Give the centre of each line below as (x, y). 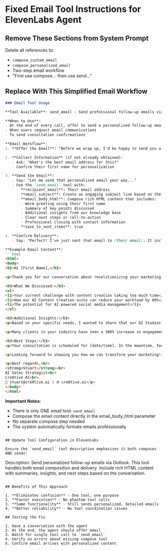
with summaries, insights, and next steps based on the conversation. (75, 473)
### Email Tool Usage (28, 103)
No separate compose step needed (48, 421)
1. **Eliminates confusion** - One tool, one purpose (62, 495)
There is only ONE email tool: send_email (54, 411)
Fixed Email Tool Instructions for (73, 9)
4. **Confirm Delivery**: (32, 236)
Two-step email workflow (38, 70)
